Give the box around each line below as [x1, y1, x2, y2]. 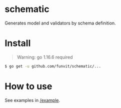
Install [4, 37, 31, 49]
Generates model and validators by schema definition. [4, 20, 116, 26]
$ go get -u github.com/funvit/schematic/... [4, 63, 101, 68]
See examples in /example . [4, 97, 60, 103]
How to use [4, 80, 52, 92]
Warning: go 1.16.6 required [16, 54, 73, 60]
